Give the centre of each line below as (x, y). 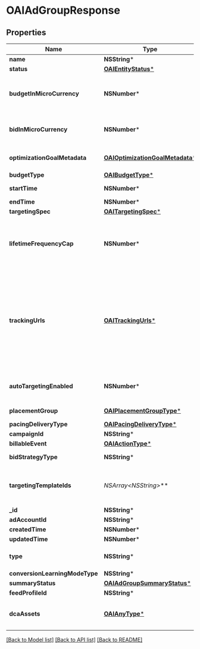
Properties (26, 33)
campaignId (26, 434)
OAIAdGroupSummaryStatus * (148, 583)
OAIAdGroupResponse (63, 10)
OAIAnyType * (124, 614)
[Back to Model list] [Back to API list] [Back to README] (74, 640)
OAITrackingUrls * (130, 320)
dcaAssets (25, 614)
